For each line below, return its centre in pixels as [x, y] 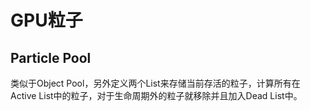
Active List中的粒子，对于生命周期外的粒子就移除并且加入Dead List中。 [156, 95]
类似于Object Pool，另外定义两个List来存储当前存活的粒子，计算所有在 [155, 83]
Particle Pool [51, 57]
